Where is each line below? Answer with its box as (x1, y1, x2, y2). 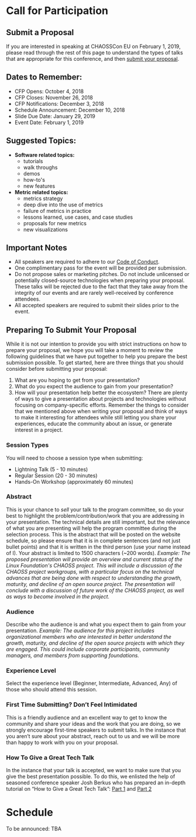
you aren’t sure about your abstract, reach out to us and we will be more (6, 732, 180, 739)
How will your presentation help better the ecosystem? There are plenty (14, 389, 188, 396)
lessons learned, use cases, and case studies (23, 213, 133, 221)
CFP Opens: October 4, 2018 (14, 88, 84, 95)
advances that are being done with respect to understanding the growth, (6, 574, 182, 581)
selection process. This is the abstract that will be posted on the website (6, 531, 181, 538)
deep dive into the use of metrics (23, 201, 104, 208)
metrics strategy (23, 195, 63, 202)
